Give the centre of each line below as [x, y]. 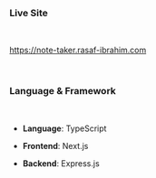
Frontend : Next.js [55, 145]
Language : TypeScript [64, 128]
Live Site [29, 13]
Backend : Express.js [61, 163]
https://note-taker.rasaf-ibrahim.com [78, 50]
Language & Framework [63, 91]
